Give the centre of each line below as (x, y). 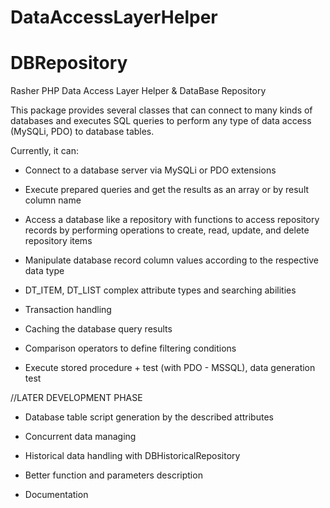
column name (53, 200)
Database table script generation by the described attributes (149, 417)
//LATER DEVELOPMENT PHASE (76, 398)
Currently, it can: (44, 151)
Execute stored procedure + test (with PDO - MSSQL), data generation (170, 368)
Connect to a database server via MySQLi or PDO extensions (150, 170)
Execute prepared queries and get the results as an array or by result (167, 190)
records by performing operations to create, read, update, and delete (167, 230)
